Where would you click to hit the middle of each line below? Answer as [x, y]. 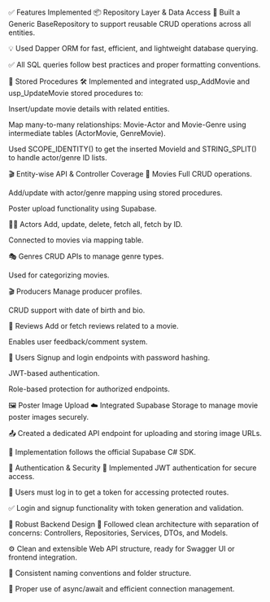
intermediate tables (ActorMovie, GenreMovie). [87, 133]
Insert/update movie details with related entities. [89, 109]
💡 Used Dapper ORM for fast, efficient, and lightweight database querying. [133, 48]
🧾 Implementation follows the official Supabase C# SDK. [102, 452]
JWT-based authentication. [54, 373]
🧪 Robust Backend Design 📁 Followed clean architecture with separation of [134, 524]
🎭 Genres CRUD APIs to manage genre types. [86, 256]
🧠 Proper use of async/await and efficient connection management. [122, 589]
